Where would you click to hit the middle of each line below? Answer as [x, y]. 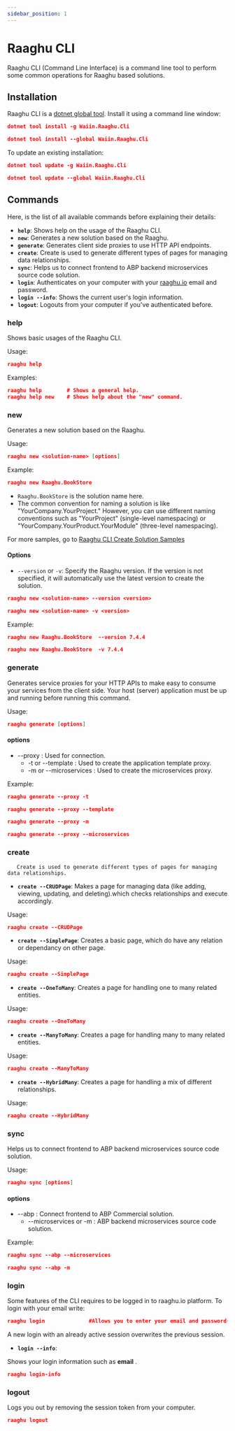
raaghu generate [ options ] [47, 724]
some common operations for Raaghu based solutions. [86, 75]
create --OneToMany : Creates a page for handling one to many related [117, 988]
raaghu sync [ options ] [40, 1183]
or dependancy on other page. [61, 948]
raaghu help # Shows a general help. [73, 390]
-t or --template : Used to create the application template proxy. [120, 763]
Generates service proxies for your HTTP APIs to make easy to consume [112, 683]
